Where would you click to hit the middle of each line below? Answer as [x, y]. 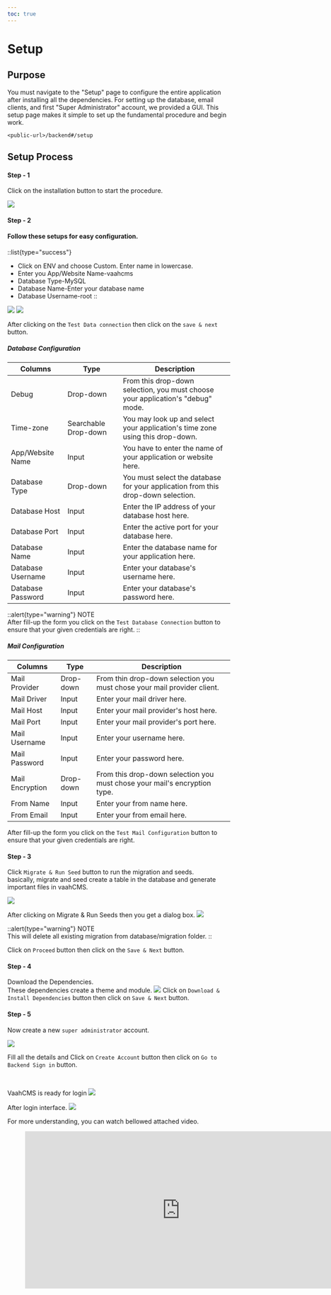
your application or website [168, 456]
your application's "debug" [167, 398]
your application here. [159, 556]
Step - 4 [19, 966]
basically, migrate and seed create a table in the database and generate [112, 880]
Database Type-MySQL [52, 281]
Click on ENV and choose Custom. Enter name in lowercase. [105, 266]
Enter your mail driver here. [141, 699]
